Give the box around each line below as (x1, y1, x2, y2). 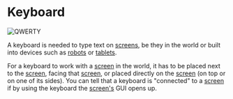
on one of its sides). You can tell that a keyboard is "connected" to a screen (7, 76, 225, 84)
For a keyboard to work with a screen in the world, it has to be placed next (7, 61, 221, 70)
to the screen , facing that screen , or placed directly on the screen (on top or (7, 69, 226, 77)
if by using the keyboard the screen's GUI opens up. (7, 84, 157, 92)
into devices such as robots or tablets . (7, 48, 117, 56)
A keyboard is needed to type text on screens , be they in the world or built (7, 40, 221, 49)
